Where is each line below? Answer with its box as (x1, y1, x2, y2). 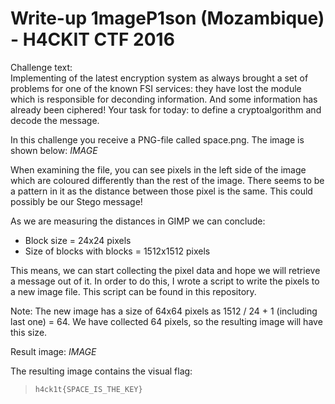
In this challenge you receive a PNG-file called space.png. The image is (10, 133, 305, 146)
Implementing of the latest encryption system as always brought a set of (10, 72, 309, 84)
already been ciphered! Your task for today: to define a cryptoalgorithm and (10, 103, 322, 116)
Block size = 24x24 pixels (24, 234, 132, 246)
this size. (10, 326, 48, 338)
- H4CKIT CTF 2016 (10, 28, 175, 51)
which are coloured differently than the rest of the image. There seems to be (10, 174, 325, 186)
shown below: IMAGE (10, 144, 98, 156)
